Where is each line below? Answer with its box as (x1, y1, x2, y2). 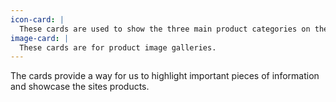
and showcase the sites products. (10, 81, 150, 93)
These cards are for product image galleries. (19, 42, 217, 53)
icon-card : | (10, 14, 65, 25)
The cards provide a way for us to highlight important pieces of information (10, 70, 320, 82)
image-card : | (10, 33, 70, 43)
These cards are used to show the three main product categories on (19, 24, 311, 34)
